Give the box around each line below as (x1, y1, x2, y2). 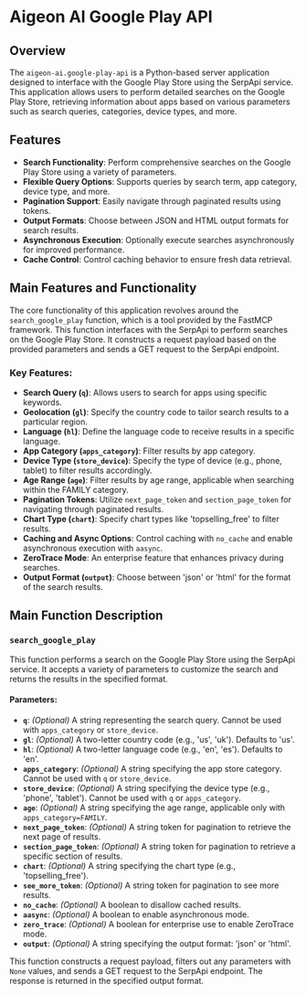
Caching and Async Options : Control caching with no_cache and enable (22, 532, 293, 543)
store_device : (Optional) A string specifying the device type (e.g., (22, 782, 270, 793)
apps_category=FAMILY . (22, 811, 108, 822)
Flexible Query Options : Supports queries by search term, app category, (22, 176, 298, 187)
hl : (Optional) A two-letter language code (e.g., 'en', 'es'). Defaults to (22, 744, 283, 754)
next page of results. (22, 830, 101, 842)
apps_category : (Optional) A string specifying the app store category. (22, 763, 282, 774)
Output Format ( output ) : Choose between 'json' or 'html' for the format (22, 572, 291, 583)
